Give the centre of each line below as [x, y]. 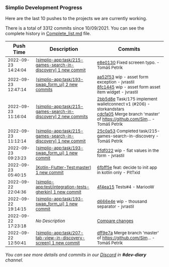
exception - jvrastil [116, 82]
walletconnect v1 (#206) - [124, 104]
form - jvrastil [111, 156]
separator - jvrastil [116, 207]
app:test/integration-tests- [62, 187]
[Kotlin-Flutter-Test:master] [63, 168]
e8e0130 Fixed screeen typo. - [129, 63]
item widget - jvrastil [118, 92]
